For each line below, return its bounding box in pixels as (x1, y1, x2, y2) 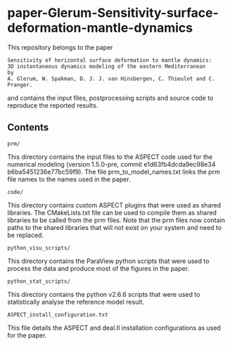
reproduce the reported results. (7, 101, 98, 110)
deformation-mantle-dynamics (7, 20, 193, 36)
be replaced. (7, 231, 44, 239)
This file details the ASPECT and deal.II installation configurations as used (7, 323, 221, 332)
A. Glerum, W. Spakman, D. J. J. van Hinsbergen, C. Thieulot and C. (7, 75, 216, 82)
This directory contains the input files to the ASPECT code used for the (7, 153, 213, 161)
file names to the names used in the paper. (7, 174, 131, 184)
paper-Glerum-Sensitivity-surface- (7, 5, 219, 21)
